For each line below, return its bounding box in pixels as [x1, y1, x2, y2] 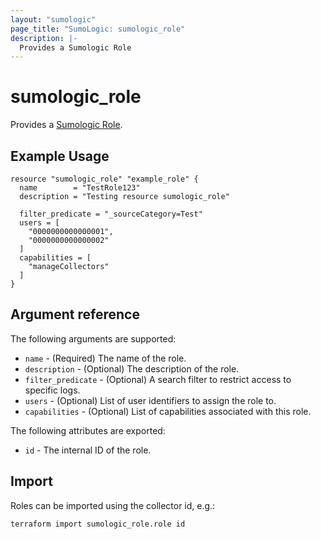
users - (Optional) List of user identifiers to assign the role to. [24, 394, 277, 406]
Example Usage [10, 147, 110, 165]
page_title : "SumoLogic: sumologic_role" [10, 24, 186, 34]
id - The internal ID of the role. [24, 444, 152, 456]
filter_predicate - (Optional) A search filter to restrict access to [24, 373, 292, 385]
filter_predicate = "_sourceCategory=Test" [19, 209, 203, 219]
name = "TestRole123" [19, 183, 141, 193]
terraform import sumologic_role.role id [10, 519, 186, 529]
